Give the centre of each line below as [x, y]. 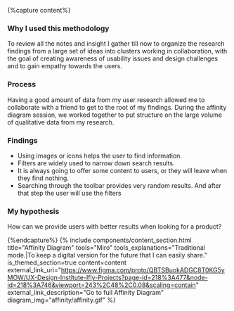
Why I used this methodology [58, 28]
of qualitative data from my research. [61, 122]
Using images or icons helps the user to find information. [100, 155]
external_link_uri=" [34, 270]
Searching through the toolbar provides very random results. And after [119, 185]
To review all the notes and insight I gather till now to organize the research [116, 44]
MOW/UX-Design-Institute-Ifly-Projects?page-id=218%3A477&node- [108, 278]
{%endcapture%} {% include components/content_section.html [99, 240]
